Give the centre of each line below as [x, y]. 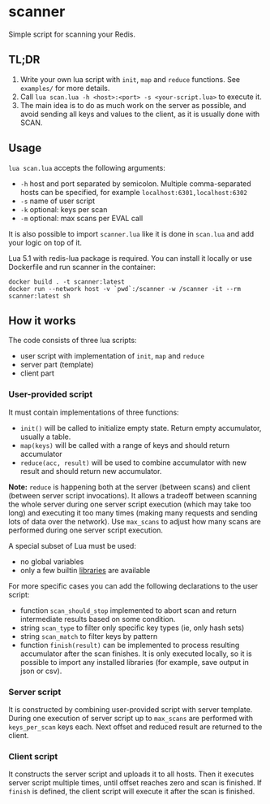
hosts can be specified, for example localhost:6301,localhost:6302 [133, 192]
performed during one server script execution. [86, 530]
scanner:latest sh [39, 296]
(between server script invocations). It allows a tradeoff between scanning [133, 495]
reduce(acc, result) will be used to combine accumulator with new [133, 463]
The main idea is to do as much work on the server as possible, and [133, 105]
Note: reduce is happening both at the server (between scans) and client [129, 487]
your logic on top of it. [45, 242]
